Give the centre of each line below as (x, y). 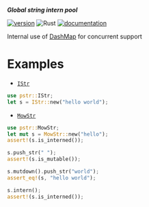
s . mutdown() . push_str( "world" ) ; (53, 172)
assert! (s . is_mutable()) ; (44, 159)
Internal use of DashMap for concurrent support (74, 36)
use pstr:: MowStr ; (33, 127)
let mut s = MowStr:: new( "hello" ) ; (58, 134)
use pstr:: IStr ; (30, 95)
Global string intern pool (42, 10)
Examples (36, 64)
